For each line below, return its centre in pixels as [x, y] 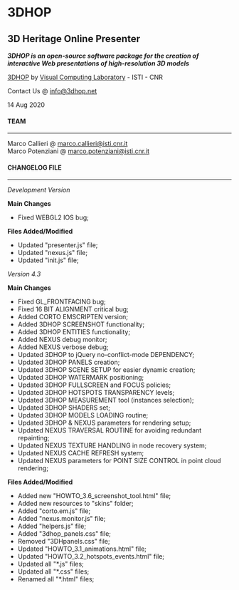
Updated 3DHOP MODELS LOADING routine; [83, 415]
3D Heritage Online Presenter [74, 39]
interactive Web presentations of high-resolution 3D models [99, 63]
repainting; [33, 438]
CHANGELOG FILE [34, 167]
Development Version [39, 190]
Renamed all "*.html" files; [56, 579]
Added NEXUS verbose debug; [63, 347]
